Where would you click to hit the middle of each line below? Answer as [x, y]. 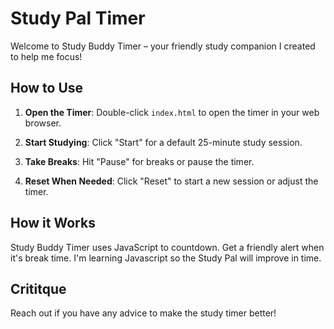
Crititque [38, 288]
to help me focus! [46, 56]
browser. [43, 123]
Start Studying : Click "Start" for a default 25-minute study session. [163, 142]
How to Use [47, 88]
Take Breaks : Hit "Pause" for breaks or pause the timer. [139, 161]
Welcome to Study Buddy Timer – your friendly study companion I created [163, 46]
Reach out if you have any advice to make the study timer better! [143, 313]
